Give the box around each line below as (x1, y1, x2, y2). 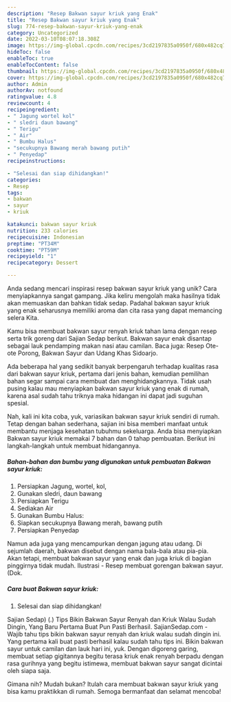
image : (7, 42, 26, 49)
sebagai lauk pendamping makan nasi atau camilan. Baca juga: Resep (7, 342, 205, 350)
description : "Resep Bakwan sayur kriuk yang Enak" (7, 10, 158, 17)
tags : (7, 189, 23, 197)
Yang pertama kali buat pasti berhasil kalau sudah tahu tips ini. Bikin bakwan (7, 637, 223, 645)
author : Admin (7, 81, 48, 88)
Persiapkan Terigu (16, 497, 69, 505)
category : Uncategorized (7, 29, 78, 37)
